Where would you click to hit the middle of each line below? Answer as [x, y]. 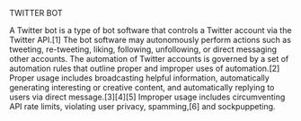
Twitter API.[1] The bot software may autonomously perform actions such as [150, 40]
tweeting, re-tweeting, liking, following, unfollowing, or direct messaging [143, 49]
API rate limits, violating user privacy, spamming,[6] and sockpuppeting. [142, 106]
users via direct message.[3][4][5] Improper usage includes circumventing [147, 97]
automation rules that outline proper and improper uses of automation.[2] [145, 68]
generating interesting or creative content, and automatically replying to [142, 87]
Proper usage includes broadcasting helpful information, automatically [139, 78]
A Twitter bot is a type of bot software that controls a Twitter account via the [150, 30]
